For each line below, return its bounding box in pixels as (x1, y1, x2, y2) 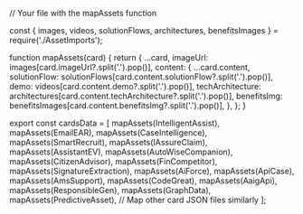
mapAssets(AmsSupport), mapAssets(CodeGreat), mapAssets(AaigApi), (9, 175, 278, 186)
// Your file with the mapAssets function (9, 8, 156, 18)
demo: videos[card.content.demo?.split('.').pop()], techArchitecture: (9, 81, 261, 91)
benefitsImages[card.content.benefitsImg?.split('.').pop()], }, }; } (9, 100, 247, 111)
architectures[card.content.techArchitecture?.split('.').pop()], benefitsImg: (9, 90, 283, 101)
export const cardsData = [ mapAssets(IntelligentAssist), (9, 117, 220, 128)
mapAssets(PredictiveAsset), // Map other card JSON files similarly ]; (9, 194, 267, 205)
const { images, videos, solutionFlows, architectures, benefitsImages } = (9, 25, 279, 35)
